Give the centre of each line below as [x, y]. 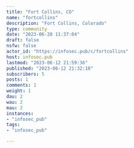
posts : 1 [17, 79]
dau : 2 [15, 96]
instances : [20, 113]
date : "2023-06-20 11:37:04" [43, 35]
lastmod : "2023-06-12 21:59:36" [47, 62]
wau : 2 [15, 102]
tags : [13, 125]
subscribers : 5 [25, 74]
